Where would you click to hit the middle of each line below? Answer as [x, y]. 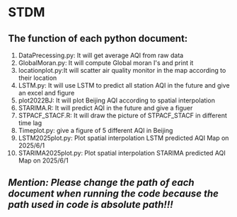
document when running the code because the [113, 194]
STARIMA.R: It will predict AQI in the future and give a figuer [105, 108]
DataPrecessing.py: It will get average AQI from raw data [101, 55]
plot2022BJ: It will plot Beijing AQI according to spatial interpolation [116, 100]
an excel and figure [46, 93]
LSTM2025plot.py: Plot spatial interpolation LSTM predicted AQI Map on [123, 138]
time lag [30, 123]
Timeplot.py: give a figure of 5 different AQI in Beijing [96, 130]
